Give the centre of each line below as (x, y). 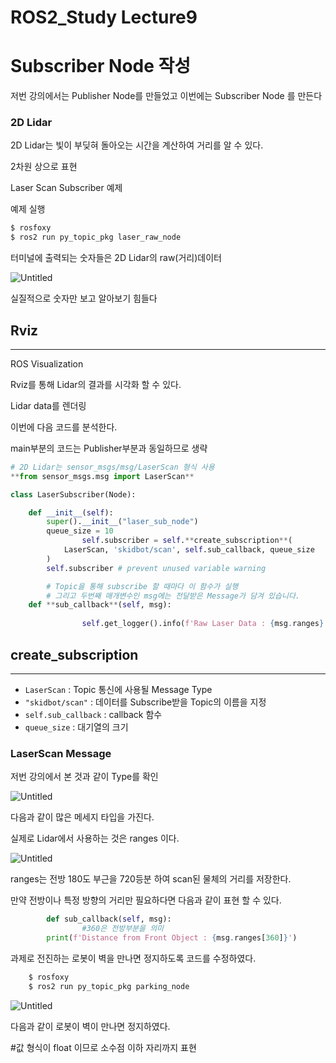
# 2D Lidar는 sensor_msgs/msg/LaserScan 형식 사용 (112, 467)
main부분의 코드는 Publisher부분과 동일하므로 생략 (109, 448)
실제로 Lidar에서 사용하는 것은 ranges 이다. (95, 838)
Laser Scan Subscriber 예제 (66, 188)
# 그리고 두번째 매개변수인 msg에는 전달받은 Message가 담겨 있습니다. (173, 596)
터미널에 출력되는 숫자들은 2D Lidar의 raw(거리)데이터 (116, 258)
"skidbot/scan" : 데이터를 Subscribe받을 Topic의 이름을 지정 (145, 702)
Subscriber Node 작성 (101, 66)
